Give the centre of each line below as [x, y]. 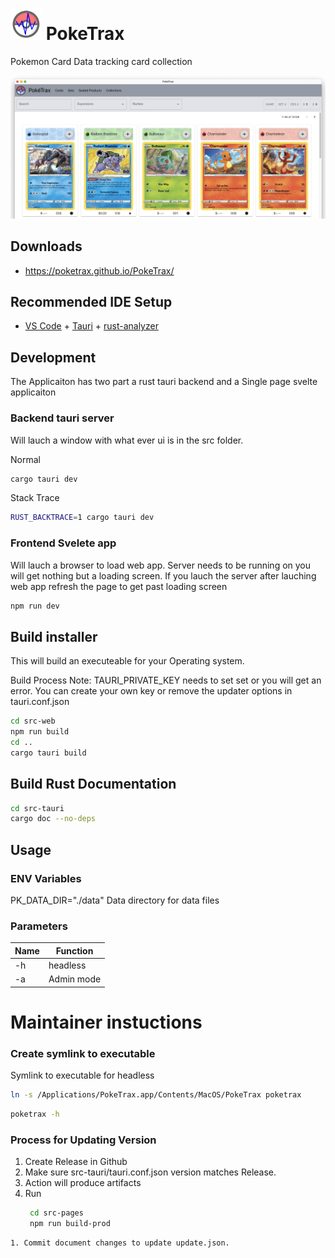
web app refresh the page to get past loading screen [119, 586]
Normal [25, 459]
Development [53, 357]
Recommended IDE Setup [91, 302]
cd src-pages [56, 1213]
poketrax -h [35, 1114]
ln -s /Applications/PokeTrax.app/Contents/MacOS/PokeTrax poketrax [156, 1095]
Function [74, 950]
